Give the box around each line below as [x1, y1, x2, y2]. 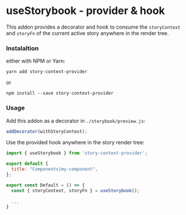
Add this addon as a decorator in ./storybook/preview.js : [6, 117, 146, 124]
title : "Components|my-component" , [11, 167, 98, 172]
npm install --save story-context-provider [6, 91, 114, 96]
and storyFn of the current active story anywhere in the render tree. [6, 29, 169, 36]
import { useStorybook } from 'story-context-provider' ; [6, 150, 148, 156]
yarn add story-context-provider [6, 69, 88, 75]
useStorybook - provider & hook [6, 4, 165, 18]
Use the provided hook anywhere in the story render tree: [6, 139, 145, 146]
